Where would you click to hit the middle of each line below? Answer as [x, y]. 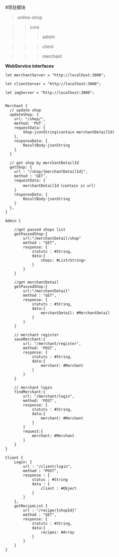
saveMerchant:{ [30, 339]
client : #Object [59, 488]
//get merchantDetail [36, 282]
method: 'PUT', [30, 123]
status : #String [50, 480]
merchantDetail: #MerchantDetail [75, 313]
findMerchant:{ [30, 392]
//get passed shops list [40, 230]
